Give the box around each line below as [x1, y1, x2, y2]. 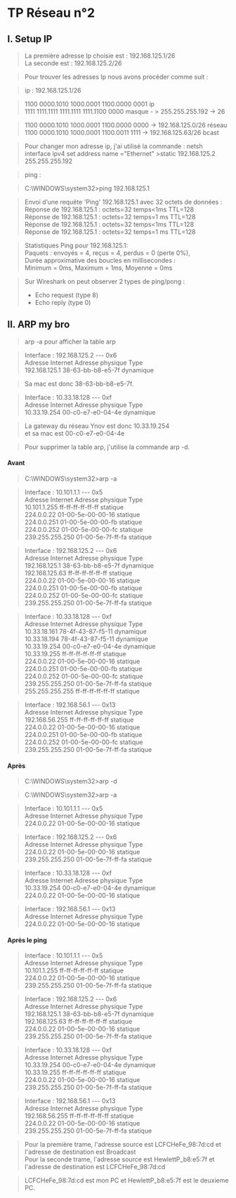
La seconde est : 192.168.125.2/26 [24, 59, 122, 67]
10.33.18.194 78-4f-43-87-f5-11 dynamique [24, 634, 149, 644]
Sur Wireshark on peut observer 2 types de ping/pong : [24, 278, 185, 285]
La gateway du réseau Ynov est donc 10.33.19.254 [24, 422, 170, 430]
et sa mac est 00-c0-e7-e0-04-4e [24, 429, 125, 437]
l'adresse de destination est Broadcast [24, 1147, 136, 1157]
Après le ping [7, 936, 47, 944]
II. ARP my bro [7, 318, 70, 331]
